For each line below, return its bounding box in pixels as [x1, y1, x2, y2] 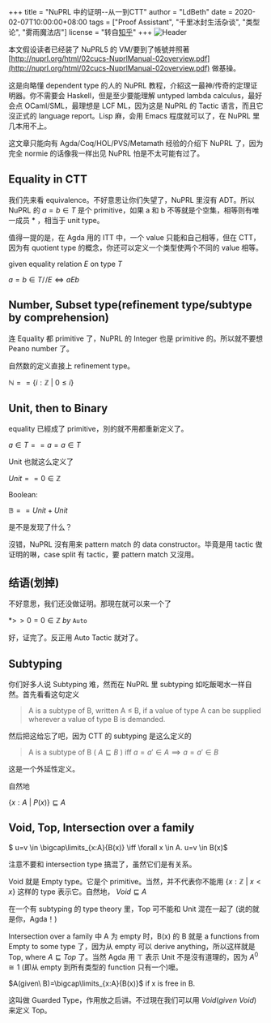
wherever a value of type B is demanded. [28, 715, 166, 724]
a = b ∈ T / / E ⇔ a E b [8, 274, 79, 284]
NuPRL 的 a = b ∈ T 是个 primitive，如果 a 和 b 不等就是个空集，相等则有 [8, 205, 252, 215]
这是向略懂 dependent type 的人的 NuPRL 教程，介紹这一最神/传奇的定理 [8, 80, 251, 90]
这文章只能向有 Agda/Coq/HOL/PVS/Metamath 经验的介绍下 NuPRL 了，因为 [8, 139, 264, 148]
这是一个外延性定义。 [8, 764, 79, 774]
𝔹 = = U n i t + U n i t [8, 505, 69, 515]
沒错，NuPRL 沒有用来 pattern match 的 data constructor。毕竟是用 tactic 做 [8, 539, 263, 549]
